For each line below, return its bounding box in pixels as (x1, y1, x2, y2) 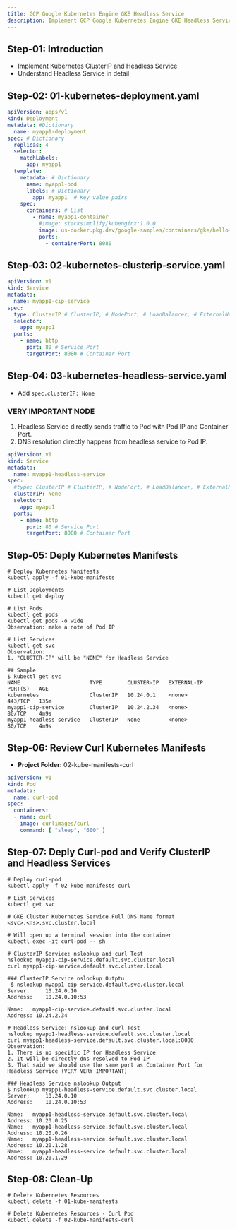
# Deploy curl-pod (7, 876, 61, 883)
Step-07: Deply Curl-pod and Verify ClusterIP (7, 846, 211, 858)
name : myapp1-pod (25, 181, 78, 188)
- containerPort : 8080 (44, 239, 112, 247)
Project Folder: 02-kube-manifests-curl (17, 760, 134, 768)
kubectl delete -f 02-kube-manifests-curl (7, 1216, 134, 1224)
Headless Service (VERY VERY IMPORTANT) (7, 1067, 128, 1074)
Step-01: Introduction (7, 43, 104, 55)
